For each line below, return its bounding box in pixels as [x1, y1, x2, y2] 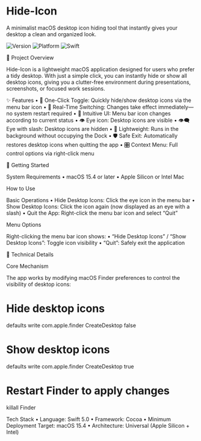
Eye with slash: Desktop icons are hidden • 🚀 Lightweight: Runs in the [6, 125, 179, 132]
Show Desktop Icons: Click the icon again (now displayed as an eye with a [6, 203, 190, 210]
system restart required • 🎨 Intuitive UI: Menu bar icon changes [14, 110, 171, 117]
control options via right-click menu [6, 150, 94, 157]
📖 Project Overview [6, 54, 54, 61]
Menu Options [6, 221, 42, 228]
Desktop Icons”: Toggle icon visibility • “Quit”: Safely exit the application [6, 239, 185, 246]
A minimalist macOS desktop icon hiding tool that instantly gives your [6, 24, 178, 31]
